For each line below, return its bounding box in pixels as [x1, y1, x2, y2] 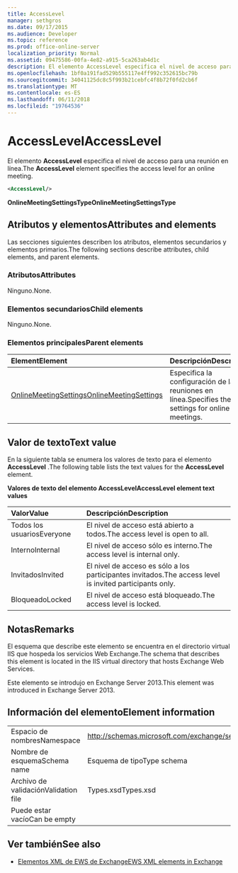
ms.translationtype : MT [7, 83, 78, 90]
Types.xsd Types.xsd [87, 784, 156, 794]
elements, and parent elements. [7, 252, 100, 261]
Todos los [11, 520, 44, 530]
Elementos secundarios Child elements [7, 304, 144, 314]
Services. [7, 665, 35, 673]
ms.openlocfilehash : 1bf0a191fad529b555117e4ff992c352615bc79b [7, 69, 198, 77]
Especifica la [169, 368, 212, 378]
